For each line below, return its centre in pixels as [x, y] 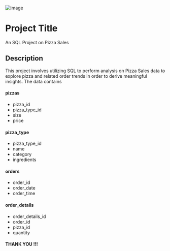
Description [24, 58]
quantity [21, 232]
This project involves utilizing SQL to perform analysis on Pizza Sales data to [85, 71]
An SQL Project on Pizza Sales [37, 42]
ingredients [24, 160]
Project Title [31, 28]
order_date [24, 188]
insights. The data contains [33, 81]
